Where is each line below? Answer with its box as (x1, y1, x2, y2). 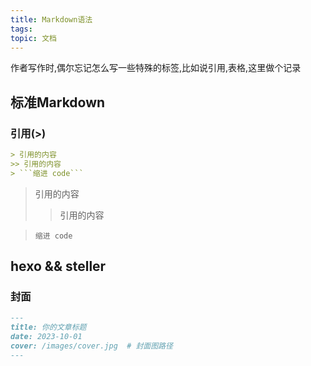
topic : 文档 (10, 33, 57, 43)
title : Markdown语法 (10, 14, 93, 25)
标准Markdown (10, 94, 106, 111)
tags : (10, 24, 33, 34)
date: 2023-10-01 (10, 332, 83, 342)
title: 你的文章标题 (10, 322, 87, 333)
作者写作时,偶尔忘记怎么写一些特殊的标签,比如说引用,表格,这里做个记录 (10, 62, 302, 74)
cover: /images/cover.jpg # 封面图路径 (10, 341, 173, 351)
